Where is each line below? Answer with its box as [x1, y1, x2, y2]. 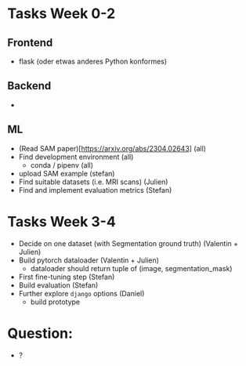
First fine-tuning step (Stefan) [18, 272, 115, 281]
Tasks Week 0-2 [7, 5, 116, 23]
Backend [7, 79, 52, 92]
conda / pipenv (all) [30, 160, 94, 169]
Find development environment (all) [18, 152, 134, 161]
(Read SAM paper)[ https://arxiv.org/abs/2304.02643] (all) [18, 143, 207, 153]
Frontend [7, 36, 53, 49]
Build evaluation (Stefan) [18, 280, 99, 290]
